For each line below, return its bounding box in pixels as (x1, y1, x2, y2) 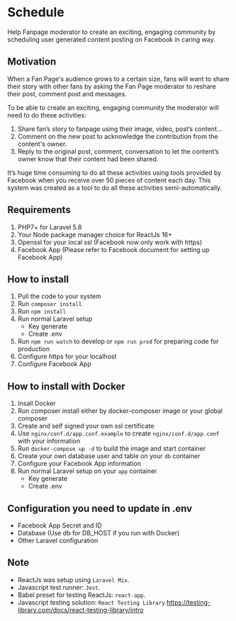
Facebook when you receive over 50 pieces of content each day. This (7, 176, 211, 184)
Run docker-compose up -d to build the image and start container (17, 444, 206, 453)
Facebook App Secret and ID (17, 521, 102, 530)
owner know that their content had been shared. (17, 154, 159, 163)
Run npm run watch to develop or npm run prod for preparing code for (17, 337, 219, 346)
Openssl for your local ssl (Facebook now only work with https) (17, 238, 203, 246)
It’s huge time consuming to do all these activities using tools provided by (7, 168, 222, 177)
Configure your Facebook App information (17, 460, 142, 468)
